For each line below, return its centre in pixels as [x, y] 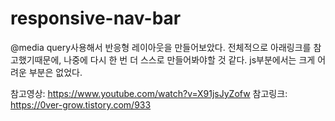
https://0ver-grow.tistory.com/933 [81, 104]
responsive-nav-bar [96, 18]
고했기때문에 [35, 59]
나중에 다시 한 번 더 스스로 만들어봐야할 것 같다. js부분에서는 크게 [189, 59]
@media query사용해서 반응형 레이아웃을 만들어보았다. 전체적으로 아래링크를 [161, 47]
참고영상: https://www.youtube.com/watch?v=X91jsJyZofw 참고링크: [149, 93]
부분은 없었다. [55, 72]
